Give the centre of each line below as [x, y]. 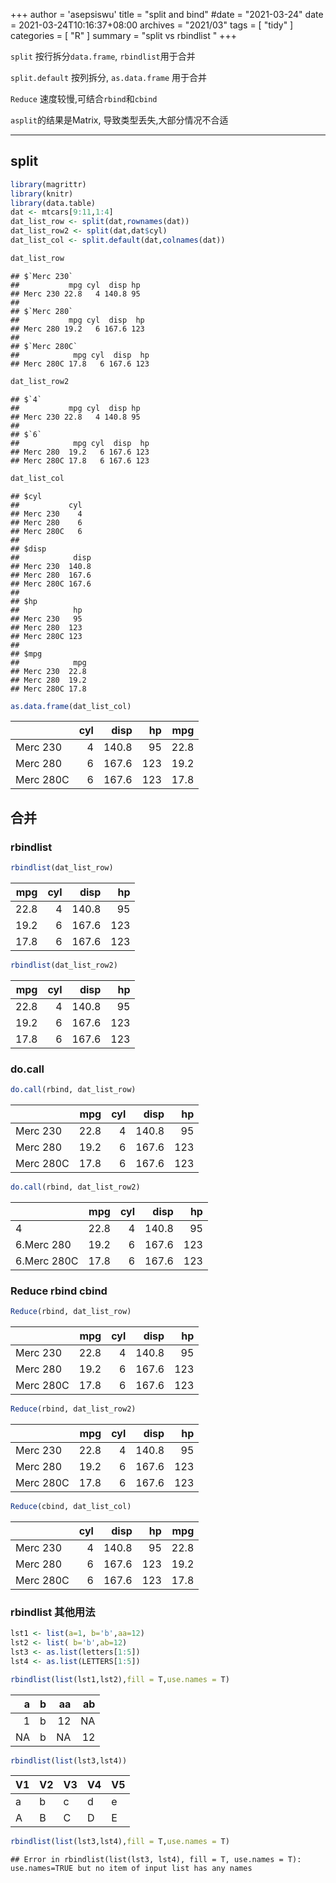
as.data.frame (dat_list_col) [71, 706]
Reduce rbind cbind [59, 1291]
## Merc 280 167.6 [51, 575]
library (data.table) [53, 203]
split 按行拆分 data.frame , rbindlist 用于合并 [103, 56]
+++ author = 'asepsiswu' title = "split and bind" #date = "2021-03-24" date [167, 14]
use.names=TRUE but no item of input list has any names [131, 1869]
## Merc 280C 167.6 [51, 584]
